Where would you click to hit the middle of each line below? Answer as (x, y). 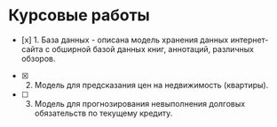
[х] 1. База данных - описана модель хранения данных (125, 40)
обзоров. (38, 58)
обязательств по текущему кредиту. (103, 113)
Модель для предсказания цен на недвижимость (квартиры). (151, 85)
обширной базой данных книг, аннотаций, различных (153, 49)
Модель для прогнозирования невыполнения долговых (140, 103)
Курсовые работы (79, 15)
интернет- (249, 40)
